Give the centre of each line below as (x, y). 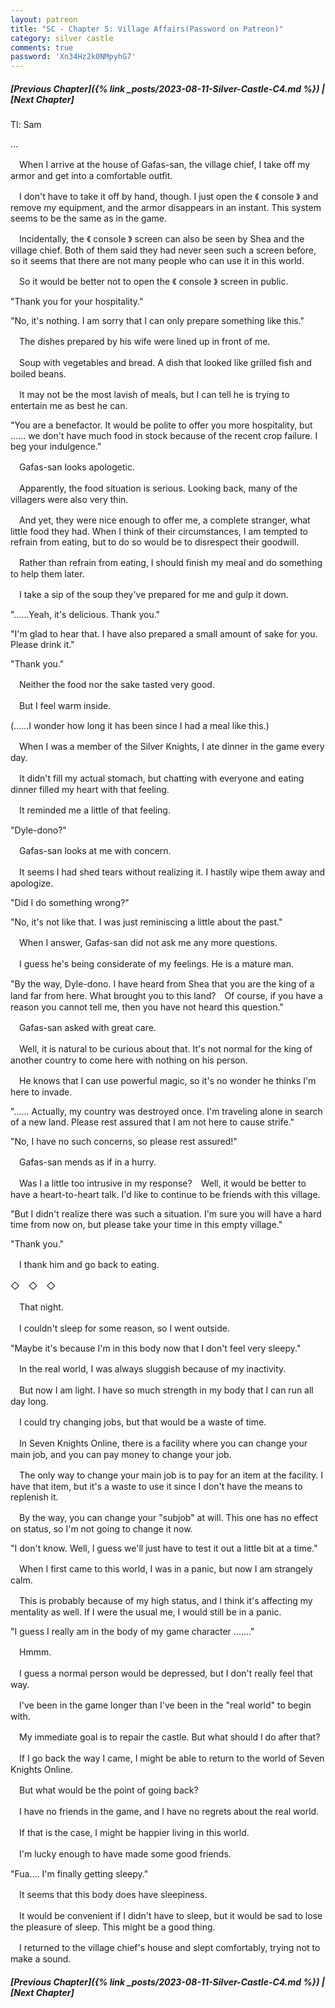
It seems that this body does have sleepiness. (113, 1895)
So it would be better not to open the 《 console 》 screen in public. (153, 282)
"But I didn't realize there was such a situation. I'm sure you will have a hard (166, 1214)
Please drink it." (42, 645)
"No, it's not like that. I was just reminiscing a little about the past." (146, 922)
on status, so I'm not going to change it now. (101, 1529)
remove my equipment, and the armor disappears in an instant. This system (166, 208)
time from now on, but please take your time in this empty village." (146, 1225)
